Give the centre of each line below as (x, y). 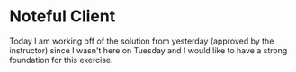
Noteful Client (63, 16)
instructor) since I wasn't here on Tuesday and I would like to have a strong (148, 50)
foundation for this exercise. (62, 60)
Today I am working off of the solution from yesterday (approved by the (142, 41)
